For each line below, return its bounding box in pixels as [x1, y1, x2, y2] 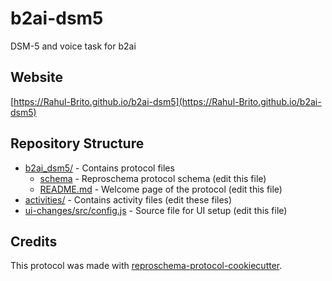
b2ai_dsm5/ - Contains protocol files [24, 162, 175, 174]
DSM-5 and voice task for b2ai [10, 40, 137, 52]
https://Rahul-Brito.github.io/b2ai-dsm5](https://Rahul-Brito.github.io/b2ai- [13, 95, 322, 107]
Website [10, 69, 63, 86]
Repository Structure [10, 135, 145, 152]
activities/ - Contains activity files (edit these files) [24, 193, 233, 206]
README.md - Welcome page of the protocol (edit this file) [39, 183, 283, 195]
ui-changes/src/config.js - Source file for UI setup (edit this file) [24, 204, 288, 216]
